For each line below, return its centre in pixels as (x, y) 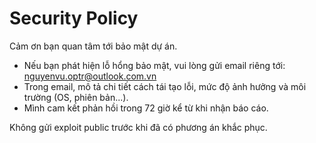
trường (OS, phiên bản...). (76, 97)
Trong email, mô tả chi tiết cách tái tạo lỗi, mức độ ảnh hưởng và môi (165, 86)
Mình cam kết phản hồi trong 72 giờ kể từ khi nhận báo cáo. (146, 108)
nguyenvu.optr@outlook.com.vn (90, 76)
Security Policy (74, 18)
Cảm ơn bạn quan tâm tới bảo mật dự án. (93, 46)
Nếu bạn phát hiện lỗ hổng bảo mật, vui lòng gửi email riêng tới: (154, 65)
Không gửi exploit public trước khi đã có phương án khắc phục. (138, 127)
